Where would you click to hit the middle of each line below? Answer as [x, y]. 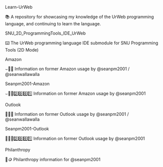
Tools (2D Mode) [22, 50]
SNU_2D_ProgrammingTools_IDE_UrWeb [45, 33]
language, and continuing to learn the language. [53, 24]
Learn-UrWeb [19, 7]
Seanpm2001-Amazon [27, 84]
